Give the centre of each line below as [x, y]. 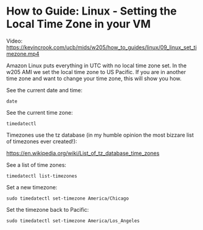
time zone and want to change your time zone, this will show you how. [94, 78]
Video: [15, 41]
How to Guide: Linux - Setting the [92, 11]
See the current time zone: [40, 112]
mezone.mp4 [23, 53]
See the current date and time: [45, 90]
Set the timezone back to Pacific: [48, 209]
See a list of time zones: [36, 164]
